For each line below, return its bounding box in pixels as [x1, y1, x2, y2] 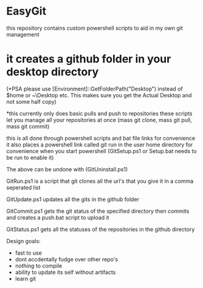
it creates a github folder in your [6, 52, 171, 66]
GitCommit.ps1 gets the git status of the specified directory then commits [6, 207, 190, 214]
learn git [15, 275, 36, 282]
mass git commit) [6, 123, 50, 130]
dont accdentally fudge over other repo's [15, 255, 119, 262]
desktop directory [6, 65, 99, 79]
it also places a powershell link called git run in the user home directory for [6, 141, 193, 148]
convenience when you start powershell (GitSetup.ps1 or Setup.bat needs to [6, 147, 197, 154]
